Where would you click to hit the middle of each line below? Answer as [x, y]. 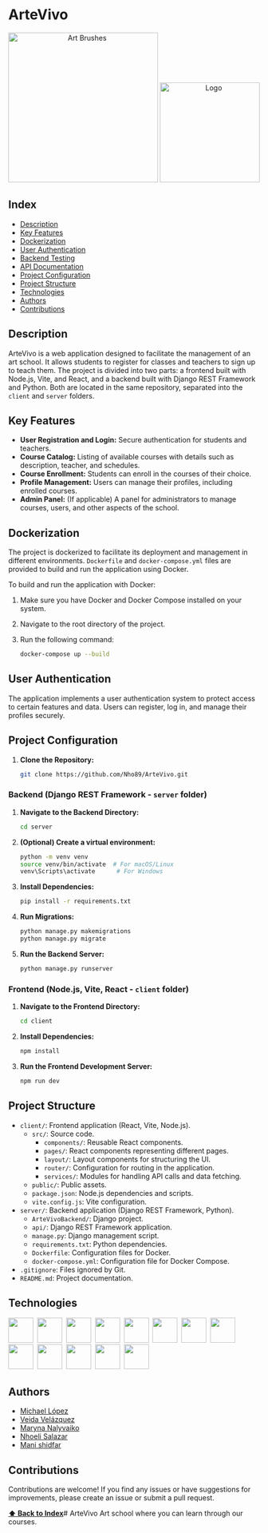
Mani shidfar [40, 1445]
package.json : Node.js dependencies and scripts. [112, 1193]
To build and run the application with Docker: [82, 585]
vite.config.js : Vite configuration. [89, 1201]
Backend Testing [47, 258]
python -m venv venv [54, 856]
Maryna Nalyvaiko [49, 1428]
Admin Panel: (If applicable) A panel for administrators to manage [128, 499]
